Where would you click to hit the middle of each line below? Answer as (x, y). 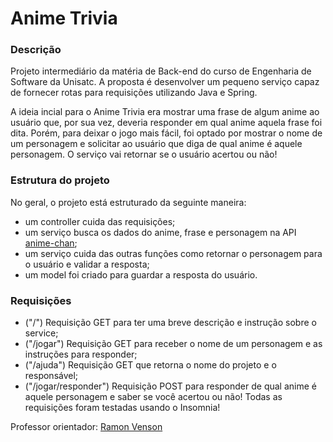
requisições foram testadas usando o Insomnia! (122, 408)
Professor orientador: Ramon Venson (86, 427)
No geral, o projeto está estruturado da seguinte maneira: (128, 202)
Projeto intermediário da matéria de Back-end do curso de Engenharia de (161, 71)
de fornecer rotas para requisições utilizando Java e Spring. (134, 93)
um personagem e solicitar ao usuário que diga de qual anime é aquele (156, 144)
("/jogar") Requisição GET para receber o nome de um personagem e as (173, 344)
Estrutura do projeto (60, 180)
